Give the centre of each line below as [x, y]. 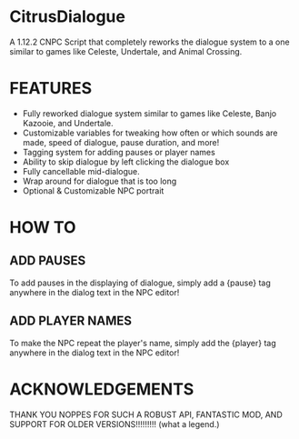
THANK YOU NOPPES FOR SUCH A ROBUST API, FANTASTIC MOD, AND [146, 414]
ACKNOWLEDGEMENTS [102, 389]
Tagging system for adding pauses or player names [119, 152]
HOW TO [43, 228]
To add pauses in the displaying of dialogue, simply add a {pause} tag [140, 283]
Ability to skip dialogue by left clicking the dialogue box [126, 162]
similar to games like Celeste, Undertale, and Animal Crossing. [126, 51]
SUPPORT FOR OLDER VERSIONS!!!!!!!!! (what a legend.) [115, 424]
